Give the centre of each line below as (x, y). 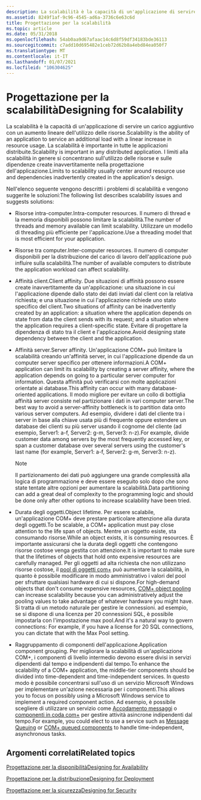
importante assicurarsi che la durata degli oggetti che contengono (96, 544)
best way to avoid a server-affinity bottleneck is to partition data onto (100, 407)
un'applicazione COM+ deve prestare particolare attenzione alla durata (102, 518)
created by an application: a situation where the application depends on (103, 313)
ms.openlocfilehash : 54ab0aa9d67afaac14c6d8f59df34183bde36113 (87, 40)
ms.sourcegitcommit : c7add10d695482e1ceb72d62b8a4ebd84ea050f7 (87, 46)
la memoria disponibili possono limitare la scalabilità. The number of (98, 220)
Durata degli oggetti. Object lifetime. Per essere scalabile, (85, 512)
